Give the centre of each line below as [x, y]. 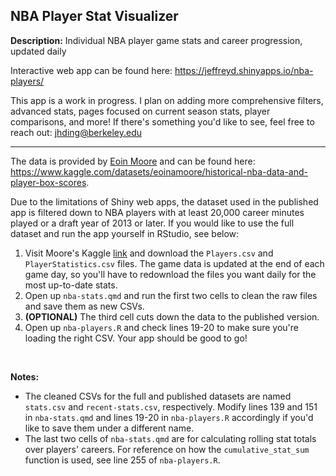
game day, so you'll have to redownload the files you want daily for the [170, 274]
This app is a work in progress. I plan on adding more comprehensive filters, [167, 100]
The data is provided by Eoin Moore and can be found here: [133, 161]
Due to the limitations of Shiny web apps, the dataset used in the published [164, 201]
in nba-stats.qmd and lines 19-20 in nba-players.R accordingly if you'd [169, 417]
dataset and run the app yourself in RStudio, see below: [125, 233]
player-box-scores [48, 182]
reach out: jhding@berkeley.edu [76, 132]
